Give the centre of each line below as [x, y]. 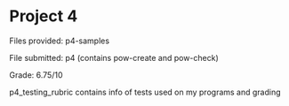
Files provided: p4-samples [59, 41]
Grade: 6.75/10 [36, 75]
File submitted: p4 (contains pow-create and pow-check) [114, 57]
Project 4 [44, 16]
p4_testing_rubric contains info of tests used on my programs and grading [145, 92]
